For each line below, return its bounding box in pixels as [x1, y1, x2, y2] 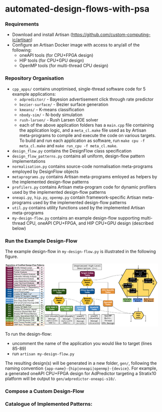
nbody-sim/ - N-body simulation [19, 112, 83, 118]
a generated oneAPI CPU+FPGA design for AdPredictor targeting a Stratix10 [5, 370, 157, 376]
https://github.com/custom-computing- [72, 32, 151, 37]
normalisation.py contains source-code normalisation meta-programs [12, 163, 153, 169]
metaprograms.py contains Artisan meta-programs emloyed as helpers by [12, 173, 158, 179]
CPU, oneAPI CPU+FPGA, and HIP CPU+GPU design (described [26, 220, 154, 226]
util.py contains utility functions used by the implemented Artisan [12, 205, 146, 210]
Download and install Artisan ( [12, 32, 72, 37]
